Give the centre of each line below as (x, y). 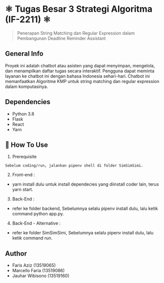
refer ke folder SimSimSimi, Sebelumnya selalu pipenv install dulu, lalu (83, 233)
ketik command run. (32, 238)
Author (16, 253)
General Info (24, 54)
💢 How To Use (26, 145)
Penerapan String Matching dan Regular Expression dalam (76, 33)
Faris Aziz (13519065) (34, 265)
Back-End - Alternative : (36, 223)
